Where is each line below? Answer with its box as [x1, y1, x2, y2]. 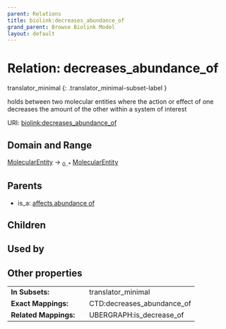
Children [7, 220, 46, 231]
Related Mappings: [11, 310, 76, 320]
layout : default [7, 30, 55, 37]
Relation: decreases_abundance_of [7, 61, 219, 76]
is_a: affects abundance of [17, 198, 95, 207]
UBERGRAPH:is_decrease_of [89, 310, 184, 320]
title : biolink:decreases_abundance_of [7, 17, 125, 24]
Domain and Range [7, 139, 93, 151]
